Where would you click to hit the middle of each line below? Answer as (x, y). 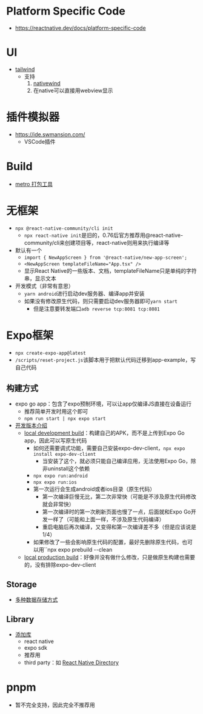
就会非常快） (58, 504)
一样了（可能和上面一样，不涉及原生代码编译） (106, 519)
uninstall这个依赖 (69, 469)
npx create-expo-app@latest (50, 353)
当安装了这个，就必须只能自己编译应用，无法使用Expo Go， (116, 461)
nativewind (47, 83)
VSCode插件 (40, 141)
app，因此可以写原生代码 (55, 441)
